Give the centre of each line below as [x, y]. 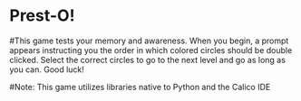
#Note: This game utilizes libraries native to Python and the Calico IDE [140, 87]
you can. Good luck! [47, 69]
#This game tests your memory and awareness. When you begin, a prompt [149, 41]
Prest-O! [42, 16]
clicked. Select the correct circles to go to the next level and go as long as [147, 60]
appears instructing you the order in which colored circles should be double [151, 50]
